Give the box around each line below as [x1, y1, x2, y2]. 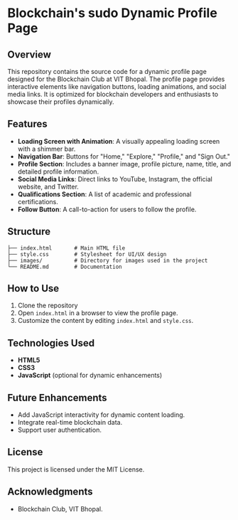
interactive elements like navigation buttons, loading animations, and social [7, 83, 227, 90]
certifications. [17, 197, 59, 206]
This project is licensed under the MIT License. [7, 465, 145, 474]
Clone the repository [17, 301, 78, 310]
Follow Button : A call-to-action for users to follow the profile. [17, 205, 197, 213]
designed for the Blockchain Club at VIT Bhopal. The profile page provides [7, 75, 225, 83]
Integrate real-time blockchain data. [17, 418, 123, 427]
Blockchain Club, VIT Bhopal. [17, 504, 103, 513]
